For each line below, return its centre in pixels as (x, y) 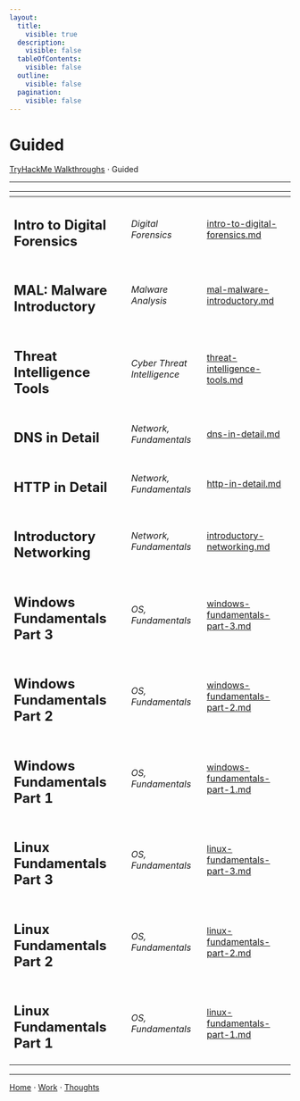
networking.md (238, 546)
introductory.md (241, 300)
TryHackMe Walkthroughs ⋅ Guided (74, 170)
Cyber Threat (159, 363)
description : (42, 42)
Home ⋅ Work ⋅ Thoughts (54, 1088)
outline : (33, 76)
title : (29, 26)
